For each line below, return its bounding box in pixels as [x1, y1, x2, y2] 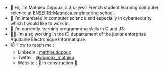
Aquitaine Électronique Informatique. [10, 36, 87, 42]
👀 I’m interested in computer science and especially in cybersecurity [10, 15, 152, 21]
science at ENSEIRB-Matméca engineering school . [10, 10, 115, 16]
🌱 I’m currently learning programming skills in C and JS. [10, 26, 126, 32]
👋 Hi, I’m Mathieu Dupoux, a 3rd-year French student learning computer [10, 5, 159, 10]
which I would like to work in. [10, 20, 70, 26]
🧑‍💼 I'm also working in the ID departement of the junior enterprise [10, 31, 147, 37]
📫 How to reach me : [10, 42, 54, 48]
